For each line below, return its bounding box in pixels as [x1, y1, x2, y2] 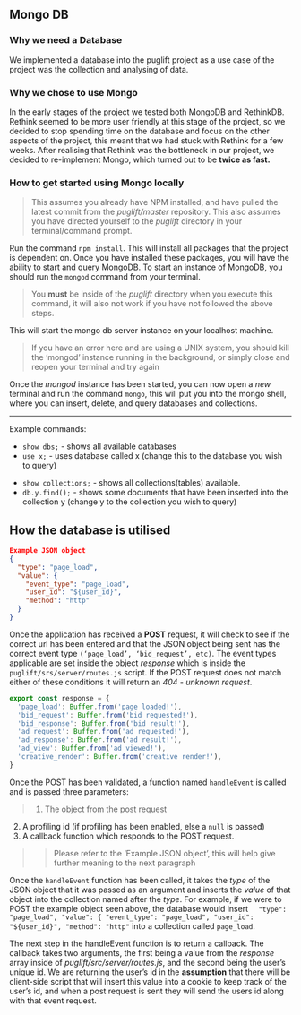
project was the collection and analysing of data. [9, 64, 189, 74]
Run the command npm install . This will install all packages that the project [9, 243, 288, 254]
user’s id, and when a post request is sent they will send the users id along [9, 985, 284, 996]
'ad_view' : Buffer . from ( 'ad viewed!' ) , [17, 744, 167, 753]
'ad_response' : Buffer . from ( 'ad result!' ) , [17, 735, 182, 744]
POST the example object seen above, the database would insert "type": [9, 903, 287, 914]
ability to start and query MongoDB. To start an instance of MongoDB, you [9, 262, 283, 272]
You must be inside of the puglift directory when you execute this [30, 288, 273, 299]
